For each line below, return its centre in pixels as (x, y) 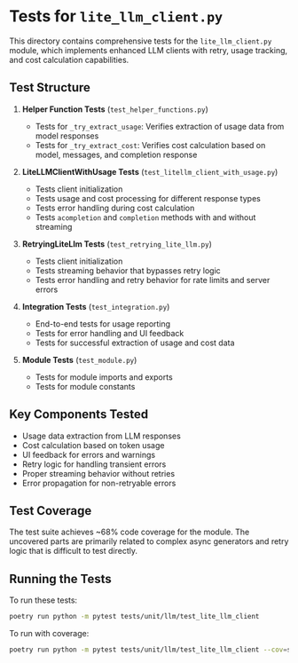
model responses (67, 136)
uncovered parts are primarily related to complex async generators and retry (149, 541)
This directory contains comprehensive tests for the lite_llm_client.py (141, 41)
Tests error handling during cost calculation (115, 208)
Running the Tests (61, 579)
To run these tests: (43, 600)
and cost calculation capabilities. (69, 59)
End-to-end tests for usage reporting (103, 324)
